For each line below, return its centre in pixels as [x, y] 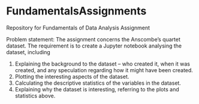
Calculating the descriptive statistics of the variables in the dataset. [98, 83]
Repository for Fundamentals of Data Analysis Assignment [78, 28]
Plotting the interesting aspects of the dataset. [72, 76]
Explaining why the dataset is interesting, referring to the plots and [97, 89]
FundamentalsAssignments [76, 11]
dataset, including [28, 52]
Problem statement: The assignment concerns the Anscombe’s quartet [94, 39]
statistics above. [35, 96]
